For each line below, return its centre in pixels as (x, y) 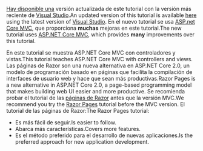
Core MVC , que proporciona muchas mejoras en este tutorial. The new (94, 28)
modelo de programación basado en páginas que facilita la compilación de (99, 72)
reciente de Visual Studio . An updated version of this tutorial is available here (101, 15)
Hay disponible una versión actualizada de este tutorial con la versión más (99, 9)
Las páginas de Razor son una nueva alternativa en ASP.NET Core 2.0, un (98, 65)
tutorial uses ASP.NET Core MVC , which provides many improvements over (101, 35)
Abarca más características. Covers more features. (78, 129)
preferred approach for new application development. (82, 142)
